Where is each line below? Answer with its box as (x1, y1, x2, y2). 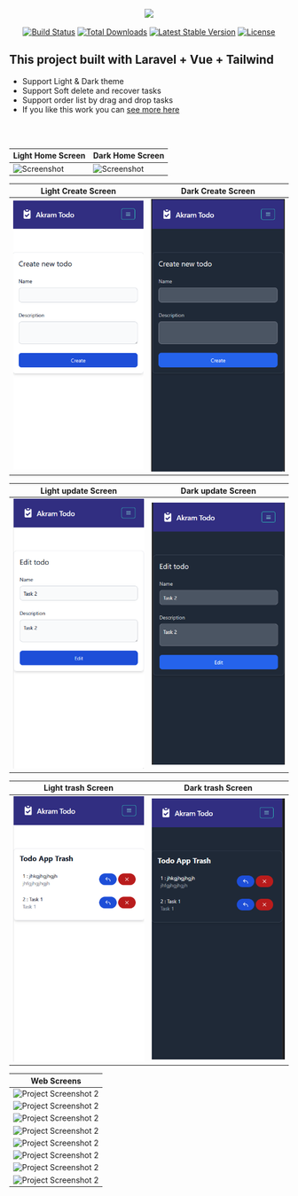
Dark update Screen (180, 485, 257, 496)
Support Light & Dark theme (21, 75, 124, 86)
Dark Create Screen (180, 185, 255, 196)
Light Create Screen (40, 185, 117, 196)
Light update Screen (40, 485, 118, 496)
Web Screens (30, 1075, 82, 1086)
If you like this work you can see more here (21, 104, 180, 114)
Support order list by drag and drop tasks (21, 94, 174, 106)
